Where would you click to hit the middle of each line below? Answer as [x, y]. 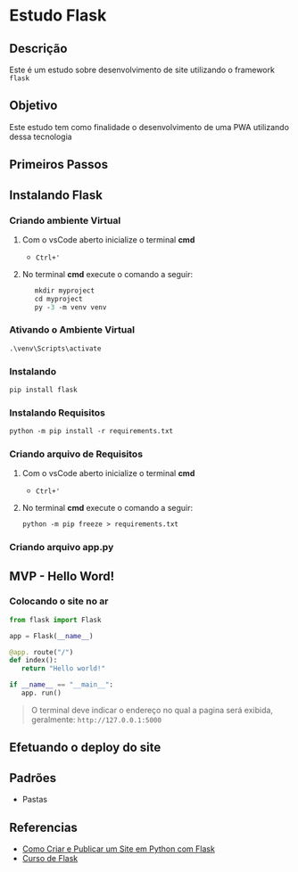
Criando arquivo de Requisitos [76, 454]
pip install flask [43, 390]
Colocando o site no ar [59, 601]
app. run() [41, 693]
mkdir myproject [65, 291]
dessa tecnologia [41, 136]
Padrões [33, 778]
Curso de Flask [50, 858]
